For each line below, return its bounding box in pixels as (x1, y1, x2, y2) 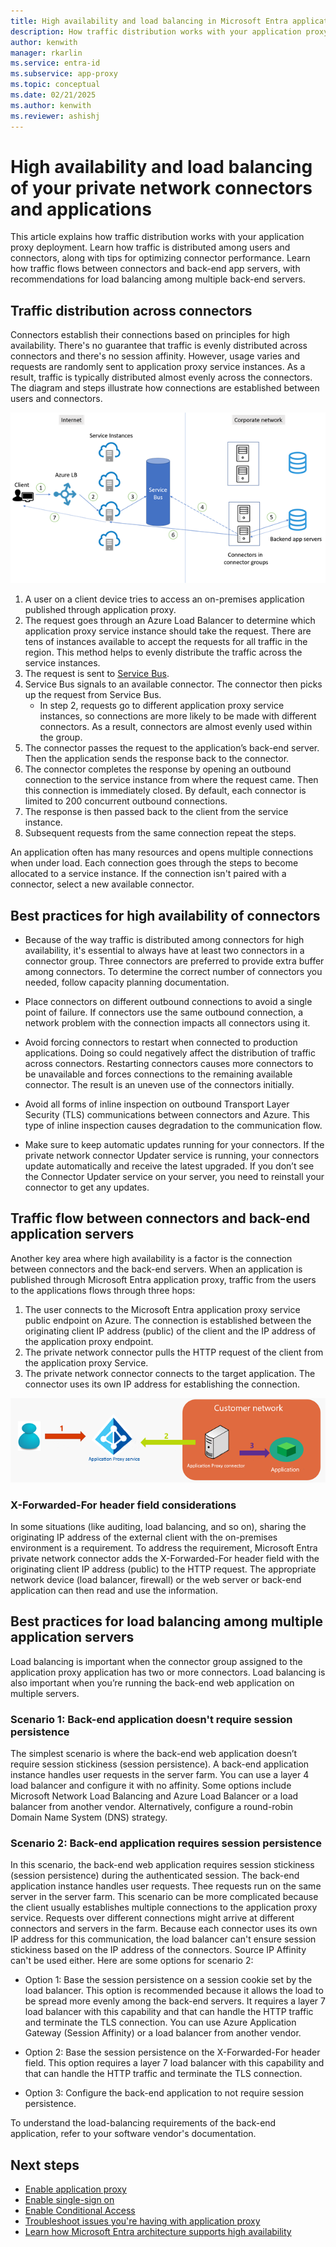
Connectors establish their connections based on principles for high (10, 329, 291, 341)
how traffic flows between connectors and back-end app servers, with (10, 263, 301, 275)
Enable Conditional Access (24, 2205, 136, 2217)
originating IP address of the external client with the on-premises (10, 1531, 278, 1543)
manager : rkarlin (10, 48, 83, 58)
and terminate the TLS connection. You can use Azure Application (24, 2016, 297, 2029)
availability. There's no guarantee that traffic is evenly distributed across (10, 340, 308, 352)
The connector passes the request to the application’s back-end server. (24, 742, 320, 754)
